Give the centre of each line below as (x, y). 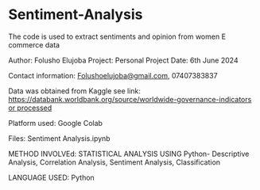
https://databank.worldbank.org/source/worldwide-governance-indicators (130, 99)
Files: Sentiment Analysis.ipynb (59, 138)
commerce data (34, 44)
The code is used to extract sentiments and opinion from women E (117, 36)
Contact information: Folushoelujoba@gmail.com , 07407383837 (113, 75)
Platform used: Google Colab (56, 123)
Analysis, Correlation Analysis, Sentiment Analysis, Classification (114, 162)
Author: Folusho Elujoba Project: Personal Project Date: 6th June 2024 (123, 60)
